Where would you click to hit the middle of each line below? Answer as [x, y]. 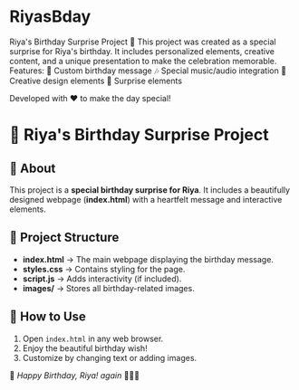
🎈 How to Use [48, 317]
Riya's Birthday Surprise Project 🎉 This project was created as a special [143, 42]
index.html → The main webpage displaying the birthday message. [148, 259]
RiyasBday [50, 17]
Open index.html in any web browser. [93, 338]
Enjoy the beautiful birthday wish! [85, 348]
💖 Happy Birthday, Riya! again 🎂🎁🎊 [75, 375]
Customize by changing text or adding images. [110, 357]
